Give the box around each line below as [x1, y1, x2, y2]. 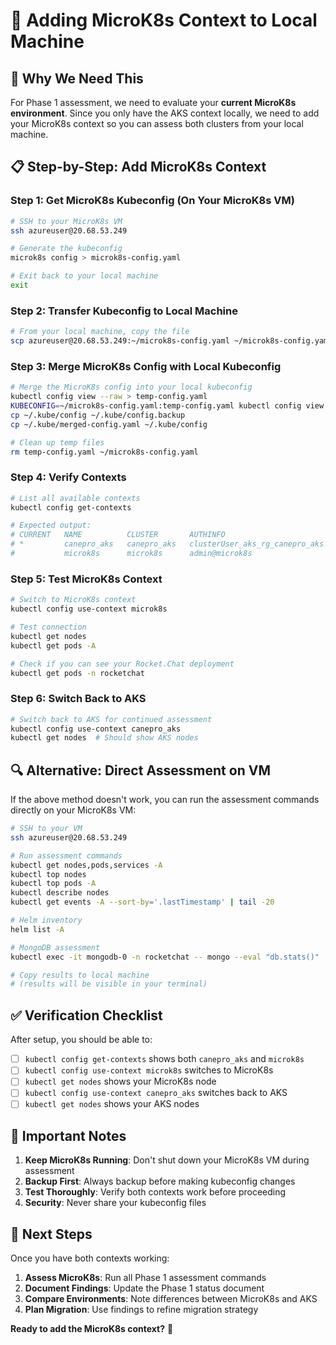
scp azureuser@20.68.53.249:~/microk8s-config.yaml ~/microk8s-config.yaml [10, 336, 333, 346]
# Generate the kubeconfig [10, 244, 123, 254]
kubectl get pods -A [10, 640, 97, 651]
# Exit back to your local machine [10, 271, 159, 281]
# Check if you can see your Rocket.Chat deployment [10, 659, 235, 669]
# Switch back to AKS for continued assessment [10, 714, 213, 724]
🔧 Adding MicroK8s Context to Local [10, 9, 318, 32]
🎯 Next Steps [10, 1225, 93, 1243]
